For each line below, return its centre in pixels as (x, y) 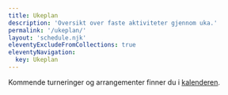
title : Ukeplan (33, 15)
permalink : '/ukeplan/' (47, 30)
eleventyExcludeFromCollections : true (72, 45)
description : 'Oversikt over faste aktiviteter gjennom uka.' (113, 23)
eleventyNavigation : (42, 52)
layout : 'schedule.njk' (47, 38)
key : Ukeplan (37, 60)
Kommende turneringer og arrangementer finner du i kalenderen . (114, 82)
